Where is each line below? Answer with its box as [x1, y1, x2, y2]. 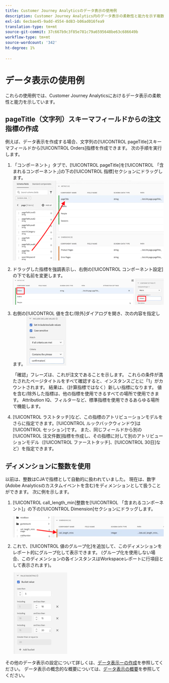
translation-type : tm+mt [5, 24, 57, 29]
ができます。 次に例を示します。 [5, 489, 72, 495]
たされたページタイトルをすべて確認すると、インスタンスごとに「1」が [12, 378, 159, 384]
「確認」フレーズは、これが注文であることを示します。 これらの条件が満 [12, 372, 163, 378]
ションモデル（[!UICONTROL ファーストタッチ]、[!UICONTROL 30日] [12, 440, 156, 446]
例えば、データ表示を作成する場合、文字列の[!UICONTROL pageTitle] [5, 139, 149, 145]
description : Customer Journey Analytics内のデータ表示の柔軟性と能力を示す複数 [5, 13, 164, 19]
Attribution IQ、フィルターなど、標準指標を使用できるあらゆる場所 [22, 397, 160, 403]
